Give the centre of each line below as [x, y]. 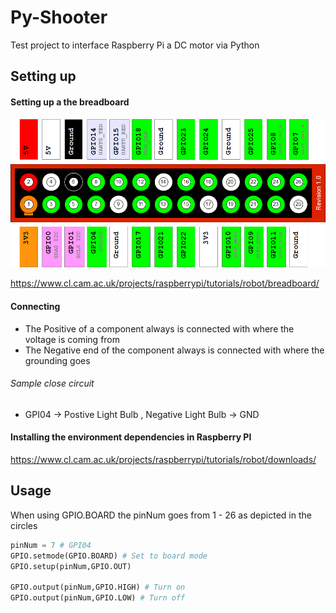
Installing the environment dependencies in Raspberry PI [131, 437]
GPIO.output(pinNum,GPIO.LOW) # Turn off [98, 598]
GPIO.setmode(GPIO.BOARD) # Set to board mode [109, 556]
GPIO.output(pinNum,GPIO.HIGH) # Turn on [98, 587]
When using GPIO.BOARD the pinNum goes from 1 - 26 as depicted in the [161, 515]
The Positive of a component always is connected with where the [159, 328]
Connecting [35, 306]
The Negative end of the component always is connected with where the [174, 350]
